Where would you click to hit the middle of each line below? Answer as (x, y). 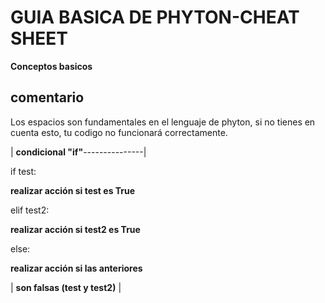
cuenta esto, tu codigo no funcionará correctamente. (119, 132)
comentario (47, 97)
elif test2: (30, 210)
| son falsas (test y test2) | (66, 287)
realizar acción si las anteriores (76, 268)
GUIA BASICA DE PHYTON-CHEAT (155, 17)
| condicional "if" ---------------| (78, 152)
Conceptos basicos (51, 66)
